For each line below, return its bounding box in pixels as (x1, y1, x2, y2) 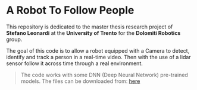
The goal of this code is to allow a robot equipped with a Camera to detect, (6, 47, 190, 54)
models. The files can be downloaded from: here (20, 78, 140, 85)
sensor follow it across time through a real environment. (6, 60, 143, 67)
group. (6, 36, 23, 43)
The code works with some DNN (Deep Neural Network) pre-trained (20, 71, 189, 78)
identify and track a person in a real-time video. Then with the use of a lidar (6, 53, 192, 60)
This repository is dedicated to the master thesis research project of (6, 23, 173, 30)
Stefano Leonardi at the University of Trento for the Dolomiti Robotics (6, 29, 181, 36)
